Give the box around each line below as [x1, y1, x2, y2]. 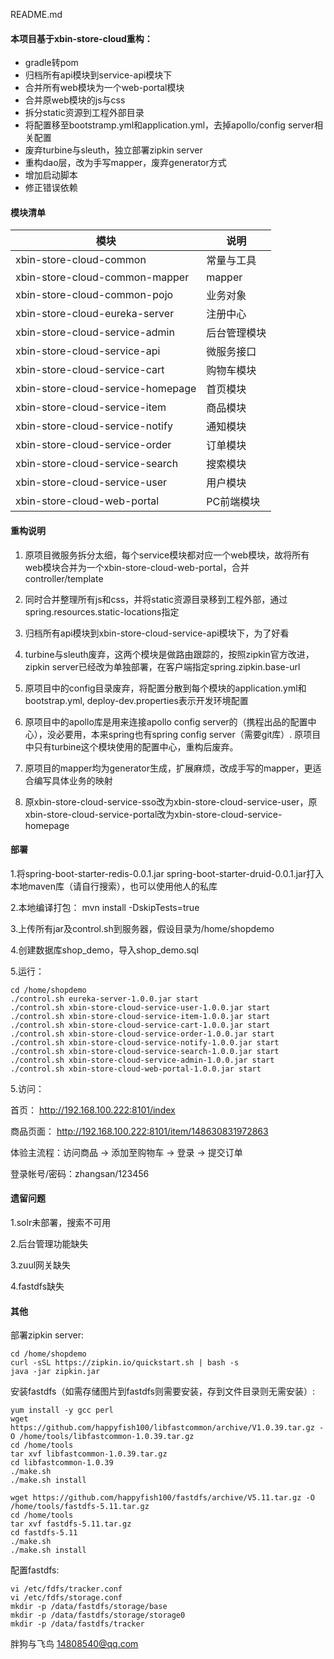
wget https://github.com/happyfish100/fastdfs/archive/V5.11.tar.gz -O [10, 1493, 315, 1503]
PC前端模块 [206, 495, 261, 509]
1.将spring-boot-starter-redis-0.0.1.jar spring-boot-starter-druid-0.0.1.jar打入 [10, 867, 325, 879]
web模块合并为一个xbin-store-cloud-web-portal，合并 [24, 561, 250, 573]
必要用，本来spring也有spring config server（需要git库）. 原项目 [55, 728, 322, 740]
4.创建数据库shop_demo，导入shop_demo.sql [10, 944, 199, 956]
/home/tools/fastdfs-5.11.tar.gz [10, 1502, 150, 1512]
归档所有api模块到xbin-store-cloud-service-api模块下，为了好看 [24, 627, 290, 639]
